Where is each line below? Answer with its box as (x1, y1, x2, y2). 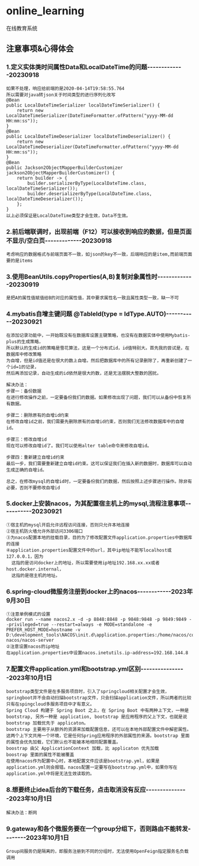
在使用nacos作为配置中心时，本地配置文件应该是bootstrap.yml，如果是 (6, 758, 160, 764)
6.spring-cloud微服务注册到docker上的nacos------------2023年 (6, 587, 193, 595)
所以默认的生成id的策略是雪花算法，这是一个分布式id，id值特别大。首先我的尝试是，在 (6, 345, 190, 351)
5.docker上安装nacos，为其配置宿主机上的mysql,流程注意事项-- (6, 500, 191, 508)
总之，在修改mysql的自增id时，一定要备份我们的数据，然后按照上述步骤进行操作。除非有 (6, 478, 192, 484)
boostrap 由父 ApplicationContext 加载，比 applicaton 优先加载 (6, 745, 159, 752)
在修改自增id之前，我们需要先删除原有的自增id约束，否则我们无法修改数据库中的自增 (6, 418, 185, 425)
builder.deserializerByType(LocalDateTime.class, (27, 190, 152, 197)
